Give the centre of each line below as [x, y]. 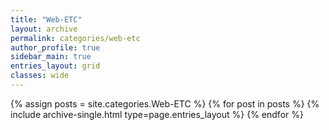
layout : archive [44, 29]
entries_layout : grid [55, 66]
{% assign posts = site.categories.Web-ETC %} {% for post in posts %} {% [165, 103]
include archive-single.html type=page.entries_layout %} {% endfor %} [157, 114]
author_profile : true [55, 47]
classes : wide [40, 76]
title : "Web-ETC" [46, 19]
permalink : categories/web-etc [75, 38]
